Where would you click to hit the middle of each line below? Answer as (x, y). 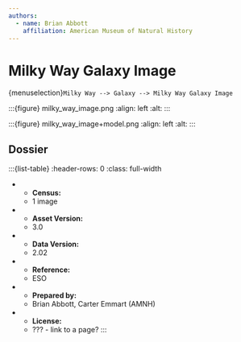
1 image (45, 201)
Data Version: (55, 244)
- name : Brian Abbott (52, 23)
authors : (23, 16)
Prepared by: (54, 295)
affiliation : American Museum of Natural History (108, 31)
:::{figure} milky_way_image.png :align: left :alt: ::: (89, 109)
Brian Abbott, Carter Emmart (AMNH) (93, 304)
